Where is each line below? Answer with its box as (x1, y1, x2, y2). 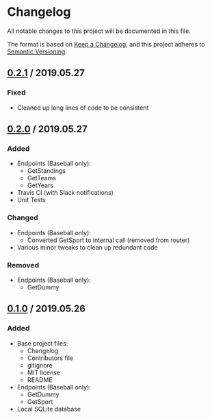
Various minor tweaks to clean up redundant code (16, 243, 159, 251)
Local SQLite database (16, 405, 81, 413)
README (27, 375, 53, 384)
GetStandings (27, 167, 66, 175)
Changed (7, 213, 39, 223)
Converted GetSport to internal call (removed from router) (27, 236, 190, 244)
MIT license (27, 368, 60, 376)
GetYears (27, 181, 53, 189)
